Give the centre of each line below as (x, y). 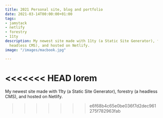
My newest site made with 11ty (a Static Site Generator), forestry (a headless (81, 91)
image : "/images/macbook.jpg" (36, 50)
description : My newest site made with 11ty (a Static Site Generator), (80, 41)
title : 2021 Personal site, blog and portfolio (54, 9)
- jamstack (16, 23)
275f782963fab (105, 111)
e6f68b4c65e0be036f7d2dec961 (123, 106)
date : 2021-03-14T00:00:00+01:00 (39, 14)
